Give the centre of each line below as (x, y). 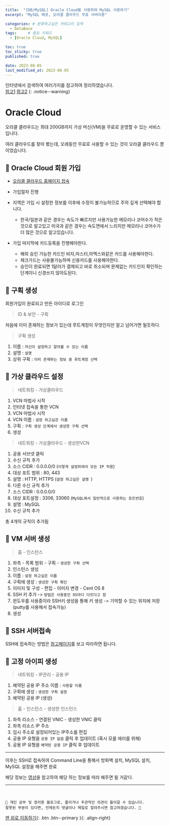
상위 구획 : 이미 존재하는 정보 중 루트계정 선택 (55, 359)
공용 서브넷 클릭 (28, 453)
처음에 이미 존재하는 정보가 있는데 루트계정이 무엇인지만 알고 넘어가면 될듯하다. (83, 325)
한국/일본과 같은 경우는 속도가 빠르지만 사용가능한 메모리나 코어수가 (87, 220)
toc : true (16, 47)
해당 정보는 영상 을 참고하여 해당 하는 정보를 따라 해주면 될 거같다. (69, 777)
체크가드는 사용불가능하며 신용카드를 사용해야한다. (70, 260)
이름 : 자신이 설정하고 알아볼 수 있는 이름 (50, 346)
